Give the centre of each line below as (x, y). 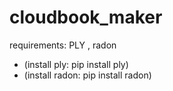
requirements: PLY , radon (63, 45)
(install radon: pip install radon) (87, 75)
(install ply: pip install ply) (76, 64)
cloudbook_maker (86, 17)
